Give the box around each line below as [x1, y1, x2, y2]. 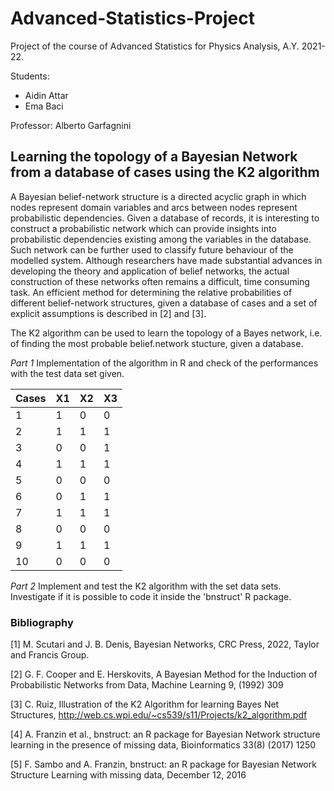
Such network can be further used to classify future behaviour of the [10, 243, 294, 256]
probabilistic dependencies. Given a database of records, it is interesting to [10, 212, 320, 224]
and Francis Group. [10, 649, 90, 661]
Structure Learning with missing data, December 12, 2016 [10, 769, 247, 781]
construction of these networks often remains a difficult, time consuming [10, 275, 310, 287]
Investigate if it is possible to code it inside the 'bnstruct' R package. [10, 590, 292, 602]
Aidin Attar [24, 89, 69, 101]
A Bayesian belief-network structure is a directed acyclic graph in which [10, 190, 307, 202]
